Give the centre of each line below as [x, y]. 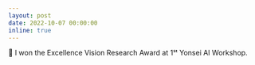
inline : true [30, 30]
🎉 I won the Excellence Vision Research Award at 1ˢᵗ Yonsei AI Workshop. [128, 53]
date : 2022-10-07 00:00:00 [53, 23]
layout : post [30, 15]
